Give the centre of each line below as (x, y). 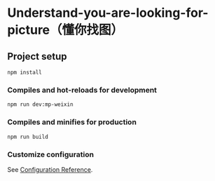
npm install (25, 72)
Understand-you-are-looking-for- (108, 13)
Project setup (37, 56)
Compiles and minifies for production (72, 122)
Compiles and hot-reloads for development (82, 90)
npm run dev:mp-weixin (40, 105)
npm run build (28, 137)
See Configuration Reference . (50, 169)
